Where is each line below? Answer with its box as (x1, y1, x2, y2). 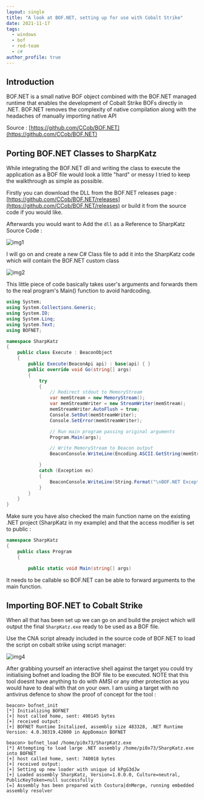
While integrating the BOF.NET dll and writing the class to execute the (6, 165, 181, 172)
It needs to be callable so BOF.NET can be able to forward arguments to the (6, 576, 195, 584)
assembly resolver (6, 788, 53, 794)
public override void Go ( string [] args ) (28, 366, 132, 372)
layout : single (6, 9, 45, 15)
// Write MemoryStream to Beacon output (49, 445, 154, 451)
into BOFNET (6, 751, 36, 757)
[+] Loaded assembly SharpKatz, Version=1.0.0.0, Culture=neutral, (6, 772, 181, 778)
